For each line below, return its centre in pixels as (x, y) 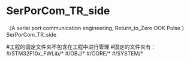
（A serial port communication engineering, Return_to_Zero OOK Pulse (94, 28)
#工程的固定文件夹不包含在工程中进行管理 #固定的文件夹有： (81, 47)
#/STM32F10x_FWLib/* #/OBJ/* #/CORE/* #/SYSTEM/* (75, 53)
